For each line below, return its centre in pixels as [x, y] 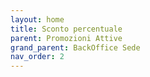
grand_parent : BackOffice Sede [75, 47]
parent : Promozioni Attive [66, 38]
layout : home [37, 19]
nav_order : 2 [37, 57]
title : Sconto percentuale [66, 29]
